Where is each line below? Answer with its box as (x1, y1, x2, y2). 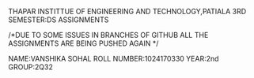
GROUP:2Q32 (8, 62, 53, 72)
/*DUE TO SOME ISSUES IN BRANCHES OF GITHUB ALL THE (8, 31, 209, 39)
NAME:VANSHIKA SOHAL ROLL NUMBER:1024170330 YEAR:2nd (8, 54, 219, 63)
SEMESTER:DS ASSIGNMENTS (8, 15, 109, 24)
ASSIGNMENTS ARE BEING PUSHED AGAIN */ (8, 39, 159, 48)
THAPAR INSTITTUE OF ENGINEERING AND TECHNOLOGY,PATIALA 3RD (8, 7, 247, 16)
